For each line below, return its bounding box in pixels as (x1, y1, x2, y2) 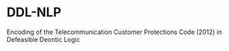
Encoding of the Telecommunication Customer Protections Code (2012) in (6, 28, 223, 36)
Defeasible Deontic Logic (6, 35, 81, 43)
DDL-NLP (6, 4, 62, 21)
